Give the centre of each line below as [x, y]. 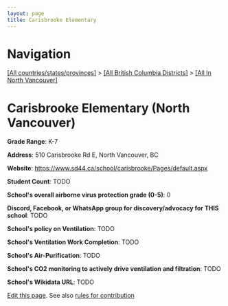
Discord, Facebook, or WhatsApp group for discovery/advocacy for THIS [113, 208]
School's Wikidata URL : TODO [51, 282]
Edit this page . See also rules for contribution [71, 296]
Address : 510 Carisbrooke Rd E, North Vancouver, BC [83, 155]
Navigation [39, 54]
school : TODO [27, 216]
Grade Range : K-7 [33, 142]
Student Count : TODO [39, 182]
